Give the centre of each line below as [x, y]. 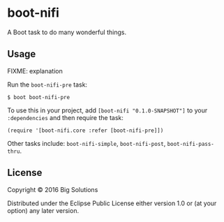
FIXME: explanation [35, 71]
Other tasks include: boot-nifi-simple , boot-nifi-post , [87, 143]
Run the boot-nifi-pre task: [47, 84]
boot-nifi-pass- [191, 144]
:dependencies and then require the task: [66, 117]
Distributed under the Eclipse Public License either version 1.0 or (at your [112, 203]
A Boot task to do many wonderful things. [67, 32]
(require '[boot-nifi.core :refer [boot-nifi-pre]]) [85, 131]
